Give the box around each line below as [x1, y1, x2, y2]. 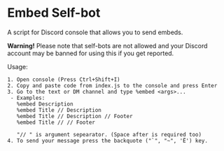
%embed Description [16, 100, 73, 108]
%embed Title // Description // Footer [16, 113, 133, 120]
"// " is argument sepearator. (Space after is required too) [16, 131, 202, 138]
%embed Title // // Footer [16, 119, 96, 126]
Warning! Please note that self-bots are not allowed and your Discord [7, 41, 208, 50]
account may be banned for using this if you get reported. [7, 49, 174, 57]
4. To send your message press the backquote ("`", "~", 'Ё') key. [7, 137, 209, 144]
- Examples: [10, 94, 45, 101]
